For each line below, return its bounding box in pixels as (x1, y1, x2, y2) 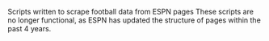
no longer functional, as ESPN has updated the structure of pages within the (7, 15, 262, 25)
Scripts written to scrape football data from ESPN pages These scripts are (7, 7, 254, 16)
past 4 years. (7, 24, 52, 33)
